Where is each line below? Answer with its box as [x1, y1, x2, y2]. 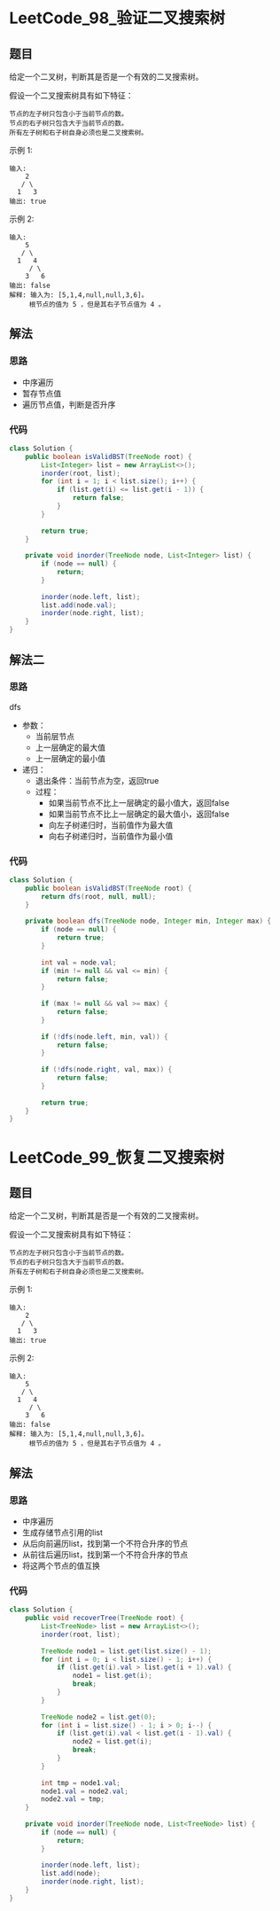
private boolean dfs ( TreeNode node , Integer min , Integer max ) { [25, 916, 272, 926]
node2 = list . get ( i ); [72, 1737, 152, 1746]
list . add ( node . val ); [41, 600, 117, 610]
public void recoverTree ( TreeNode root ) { [25, 1614, 184, 1623]
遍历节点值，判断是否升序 [21, 399, 116, 409]
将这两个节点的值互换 [21, 1561, 100, 1572]
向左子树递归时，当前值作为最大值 [48, 819, 174, 830]
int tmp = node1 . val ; [41, 1778, 121, 1787]
